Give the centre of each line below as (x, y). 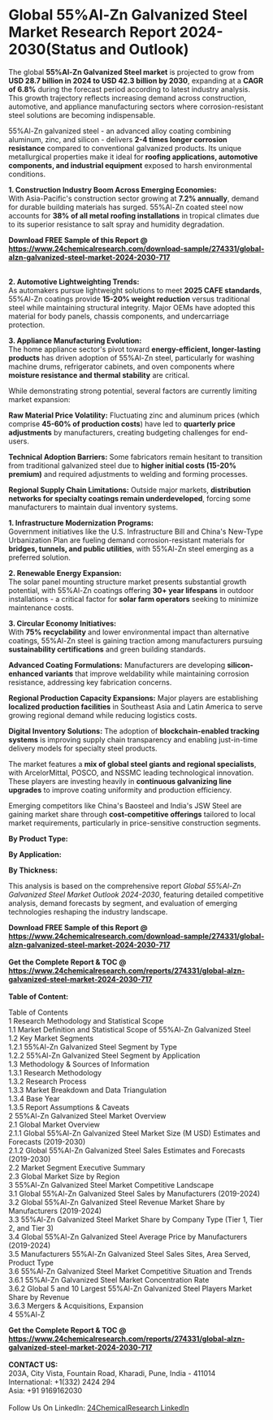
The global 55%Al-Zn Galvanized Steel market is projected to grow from (131, 71)
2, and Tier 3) (31, 1227)
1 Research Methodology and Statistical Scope (86, 1020)
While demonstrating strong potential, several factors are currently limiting (133, 391)
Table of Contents (39, 1012)
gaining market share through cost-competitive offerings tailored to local (132, 814)
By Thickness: (33, 870)
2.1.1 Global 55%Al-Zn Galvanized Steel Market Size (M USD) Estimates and (134, 1133)
